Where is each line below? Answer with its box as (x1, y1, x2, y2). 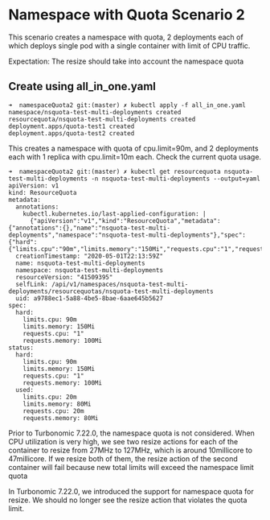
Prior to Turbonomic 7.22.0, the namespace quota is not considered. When (8, 428, 256, 438)
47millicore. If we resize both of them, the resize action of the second (8, 453, 239, 464)
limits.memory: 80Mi (22, 400, 92, 408)
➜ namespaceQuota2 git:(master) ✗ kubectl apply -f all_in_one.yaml (8, 101, 247, 109)
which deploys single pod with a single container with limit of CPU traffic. (8, 40, 251, 50)
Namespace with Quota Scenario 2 (8, 6, 245, 24)
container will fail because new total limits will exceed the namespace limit (8, 462, 255, 472)
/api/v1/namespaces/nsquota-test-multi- (51, 280, 189, 288)
